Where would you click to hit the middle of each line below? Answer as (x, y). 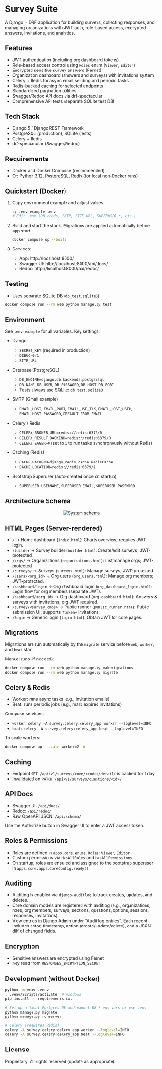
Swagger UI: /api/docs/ (36, 805)
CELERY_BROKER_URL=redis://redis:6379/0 (61, 433)
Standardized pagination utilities (44, 90)
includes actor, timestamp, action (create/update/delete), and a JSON (81, 926)
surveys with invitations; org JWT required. (55, 602)
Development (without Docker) (53, 979)
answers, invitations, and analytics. (40, 33)
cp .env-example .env (34, 212)
